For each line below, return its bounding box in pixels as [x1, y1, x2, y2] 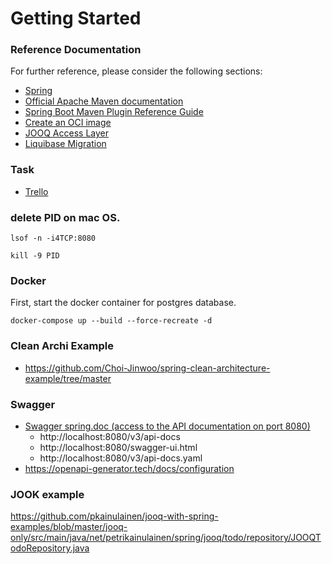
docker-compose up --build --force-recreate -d [10, 316, 213, 326]
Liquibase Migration [24, 138, 107, 150]
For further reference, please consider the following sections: [10, 65, 263, 77]
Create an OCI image [24, 117, 112, 129]
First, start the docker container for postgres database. [10, 297, 237, 309]
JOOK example [10, 487, 85, 501]
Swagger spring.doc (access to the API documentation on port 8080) [24, 420, 311, 432]
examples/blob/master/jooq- [10, 521, 128, 533]
